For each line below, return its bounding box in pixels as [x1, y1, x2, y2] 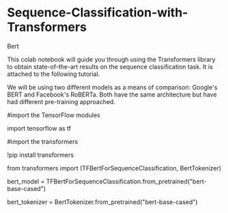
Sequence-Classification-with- [7, 5, 188, 21]
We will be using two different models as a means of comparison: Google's [7, 83, 218, 91]
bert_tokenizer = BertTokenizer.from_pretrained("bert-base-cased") [7, 197, 198, 206]
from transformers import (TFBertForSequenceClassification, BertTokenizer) [7, 164, 222, 172]
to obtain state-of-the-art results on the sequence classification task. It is [7, 62, 213, 71]
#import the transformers [7, 137, 79, 145]
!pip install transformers [7, 151, 74, 159]
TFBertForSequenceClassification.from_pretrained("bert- [46, 177, 207, 186]
